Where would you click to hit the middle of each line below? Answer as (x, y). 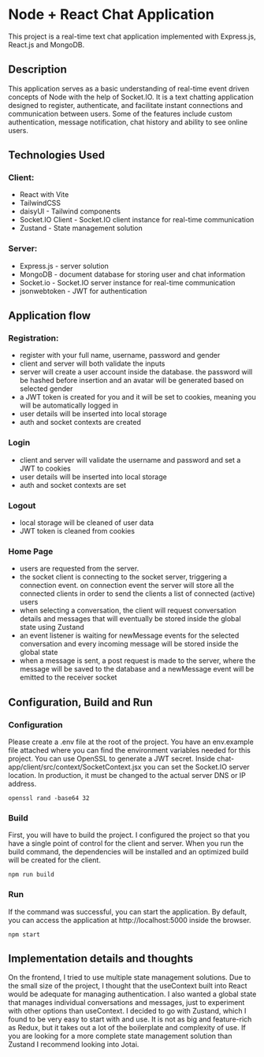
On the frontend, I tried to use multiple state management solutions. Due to (130, 977)
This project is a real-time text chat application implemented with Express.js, (132, 36)
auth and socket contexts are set (73, 485)
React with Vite (44, 195)
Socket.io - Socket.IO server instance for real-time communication (127, 282)
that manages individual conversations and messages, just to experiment (126, 1003)
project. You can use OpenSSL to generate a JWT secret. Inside (112, 759)
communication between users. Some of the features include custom (120, 114)
